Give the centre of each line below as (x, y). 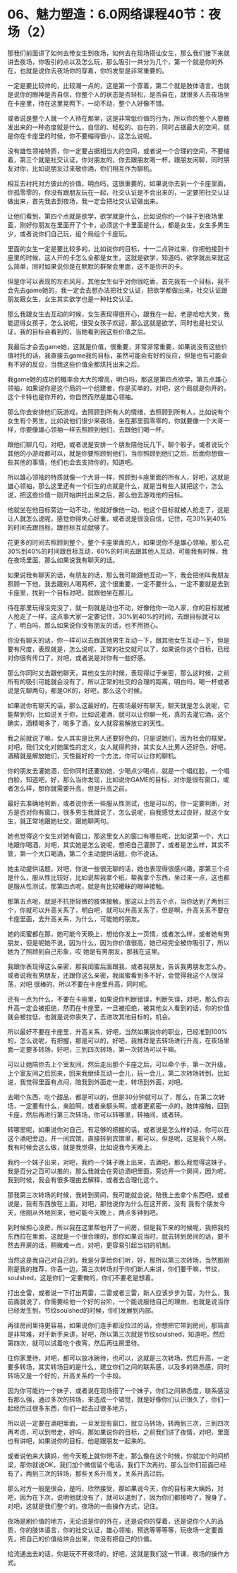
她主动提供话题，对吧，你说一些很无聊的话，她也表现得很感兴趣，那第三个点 (119, 868)
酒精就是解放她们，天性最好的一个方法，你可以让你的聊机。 (94, 755)
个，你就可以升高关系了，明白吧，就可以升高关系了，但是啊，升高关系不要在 (119, 910)
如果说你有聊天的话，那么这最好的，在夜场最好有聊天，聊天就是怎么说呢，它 (119, 705)
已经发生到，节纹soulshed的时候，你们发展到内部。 (82, 1310)
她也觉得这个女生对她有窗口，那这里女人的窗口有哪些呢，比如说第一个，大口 (119, 836)
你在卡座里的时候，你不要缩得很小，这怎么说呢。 (84, 135)
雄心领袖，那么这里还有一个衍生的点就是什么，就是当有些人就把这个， (109, 486)
